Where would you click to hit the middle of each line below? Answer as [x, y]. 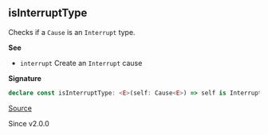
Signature [25, 78]
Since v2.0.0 [29, 123]
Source [20, 108]
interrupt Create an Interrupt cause [81, 63]
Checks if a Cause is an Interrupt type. [72, 32]
